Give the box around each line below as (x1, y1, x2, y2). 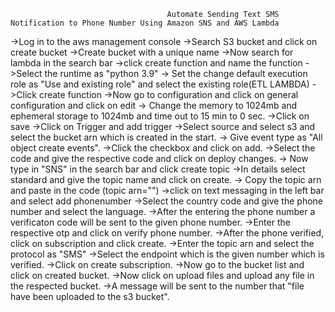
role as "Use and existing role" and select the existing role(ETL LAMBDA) (10, 78, 310, 90)
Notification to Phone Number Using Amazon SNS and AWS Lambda (10, 18, 280, 28)
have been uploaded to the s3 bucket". (10, 291, 170, 302)
